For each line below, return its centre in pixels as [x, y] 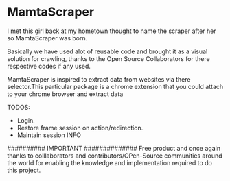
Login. [26, 120]
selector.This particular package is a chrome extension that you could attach [115, 86]
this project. [24, 170]
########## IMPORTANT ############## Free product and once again [114, 148]
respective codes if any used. [49, 66]
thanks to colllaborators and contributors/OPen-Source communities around [115, 156]
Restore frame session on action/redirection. [80, 128]
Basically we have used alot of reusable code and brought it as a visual [107, 51]
